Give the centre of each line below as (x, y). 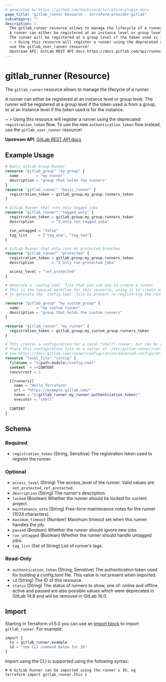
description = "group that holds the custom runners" (66, 313)
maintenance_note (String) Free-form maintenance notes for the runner (84, 509)
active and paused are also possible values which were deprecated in (83, 591)
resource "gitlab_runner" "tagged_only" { (49, 212)
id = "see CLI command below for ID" (48, 647)
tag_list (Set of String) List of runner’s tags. (58, 546)
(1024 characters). (31, 514)
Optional (16, 472)
